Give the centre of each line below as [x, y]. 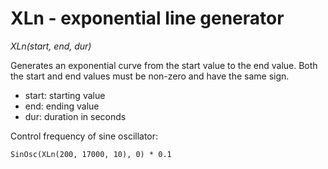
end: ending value [62, 106]
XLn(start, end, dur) [51, 46]
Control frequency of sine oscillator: [84, 136]
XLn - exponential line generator [147, 18]
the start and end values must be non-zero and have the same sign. [150, 76]
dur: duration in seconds [75, 116]
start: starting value [65, 95]
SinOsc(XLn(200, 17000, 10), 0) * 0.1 [91, 154]
